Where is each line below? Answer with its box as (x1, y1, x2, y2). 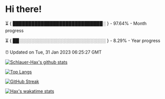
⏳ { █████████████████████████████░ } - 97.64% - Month (5, 20, 147, 26)
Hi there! (5, 3, 42, 15)
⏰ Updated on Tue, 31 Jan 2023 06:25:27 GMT (5, 49, 102, 55)
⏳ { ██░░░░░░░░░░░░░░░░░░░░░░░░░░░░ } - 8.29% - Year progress (5, 37, 160, 43)
